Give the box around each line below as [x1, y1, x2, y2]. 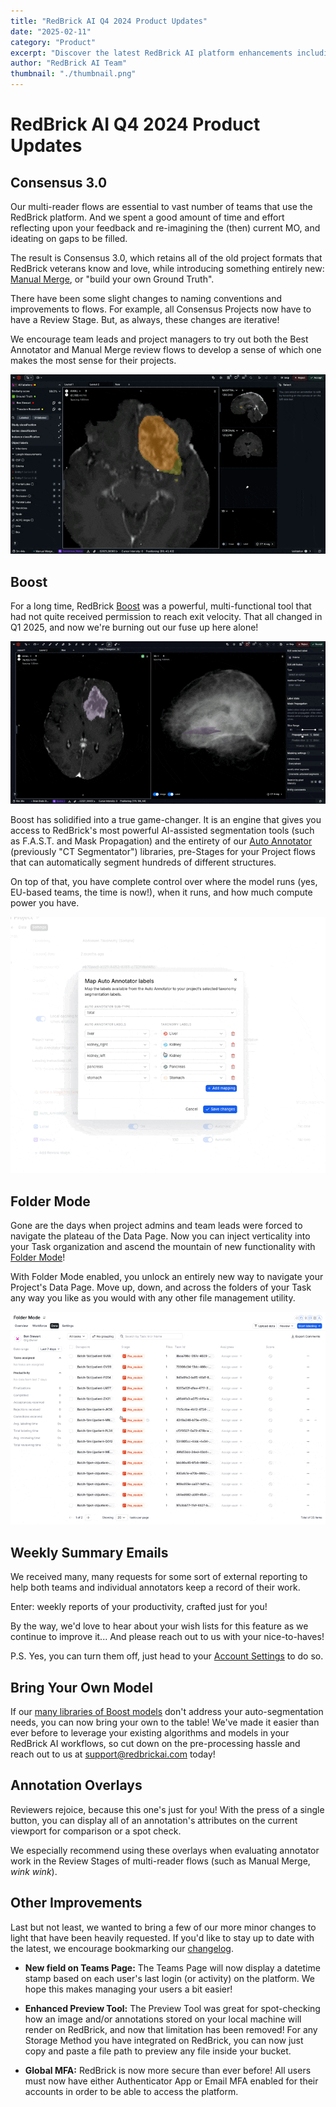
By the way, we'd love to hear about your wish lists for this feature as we [10, 1620, 309, 1632]
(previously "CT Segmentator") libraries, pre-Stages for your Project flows [10, 845, 316, 857]
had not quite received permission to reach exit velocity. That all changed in [10, 611, 323, 623]
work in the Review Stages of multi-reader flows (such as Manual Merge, [10, 1855, 311, 1867]
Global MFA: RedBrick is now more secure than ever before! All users [24, 2064, 312, 2076]
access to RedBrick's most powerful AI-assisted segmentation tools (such [10, 824, 315, 836]
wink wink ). [10, 1865, 58, 1877]
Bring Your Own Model [10, 1679, 154, 1696]
